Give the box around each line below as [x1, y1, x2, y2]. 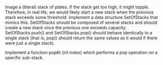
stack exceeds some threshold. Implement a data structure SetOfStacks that [5, 15, 158, 20]
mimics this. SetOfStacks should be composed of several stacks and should [5, 19, 157, 25]
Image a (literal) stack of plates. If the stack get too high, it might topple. [5, 4, 150, 10]
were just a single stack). [5, 40, 55, 46]
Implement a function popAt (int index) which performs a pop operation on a [5, 49, 158, 55]
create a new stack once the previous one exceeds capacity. [5, 25, 127, 31]
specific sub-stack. [5, 55, 44, 60]
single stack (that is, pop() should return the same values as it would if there [5, 35, 158, 41]
